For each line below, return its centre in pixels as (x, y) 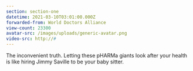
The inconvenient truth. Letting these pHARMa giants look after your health (97, 55)
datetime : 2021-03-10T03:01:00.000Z (51, 17)
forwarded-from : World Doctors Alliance (56, 22)
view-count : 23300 (28, 28)
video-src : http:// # (31, 39)
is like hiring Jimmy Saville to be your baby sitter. (65, 62)
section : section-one (33, 11)
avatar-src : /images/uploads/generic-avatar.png (67, 33)
